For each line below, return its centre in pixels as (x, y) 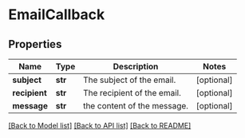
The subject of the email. (129, 80)
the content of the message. (136, 106)
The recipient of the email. (132, 93)
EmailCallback (57, 15)
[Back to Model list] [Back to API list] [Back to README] (100, 126)
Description (136, 67)
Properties (35, 44)
